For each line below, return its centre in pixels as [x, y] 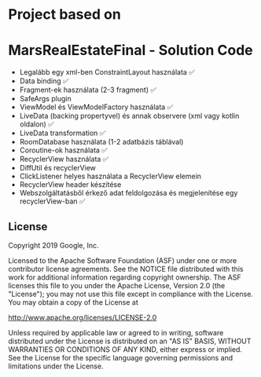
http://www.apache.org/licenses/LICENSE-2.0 [83, 317]
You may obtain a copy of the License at [74, 302]
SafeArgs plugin [46, 99]
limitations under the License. [56, 366]
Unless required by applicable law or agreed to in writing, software [116, 332]
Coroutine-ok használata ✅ [63, 150]
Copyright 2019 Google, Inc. [54, 245]
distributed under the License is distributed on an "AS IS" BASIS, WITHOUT [130, 341]
